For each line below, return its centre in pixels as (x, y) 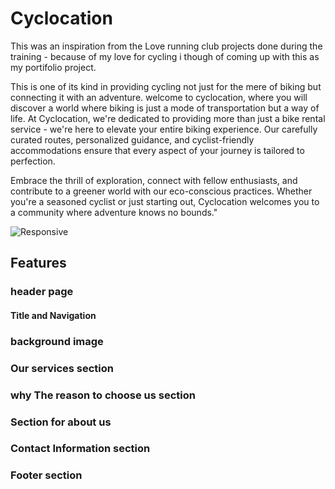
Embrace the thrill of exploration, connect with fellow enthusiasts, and (154, 180)
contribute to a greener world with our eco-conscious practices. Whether (161, 191)
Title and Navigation (53, 315)
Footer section (46, 475)
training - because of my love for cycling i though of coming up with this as (165, 56)
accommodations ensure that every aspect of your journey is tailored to (157, 150)
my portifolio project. (53, 67)
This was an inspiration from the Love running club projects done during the (166, 46)
